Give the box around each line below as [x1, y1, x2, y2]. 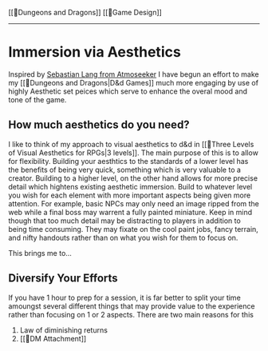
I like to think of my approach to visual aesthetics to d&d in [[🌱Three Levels [8, 139, 254, 149]
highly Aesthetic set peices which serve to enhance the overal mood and [8, 86, 247, 96]
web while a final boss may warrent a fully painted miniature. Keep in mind [8, 207, 253, 217]
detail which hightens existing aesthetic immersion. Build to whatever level [8, 181, 253, 191]
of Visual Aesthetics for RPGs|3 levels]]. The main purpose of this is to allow [8, 148, 259, 158]
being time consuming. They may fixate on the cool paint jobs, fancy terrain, [8, 224, 259, 233]
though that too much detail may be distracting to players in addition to [8, 216, 241, 225]
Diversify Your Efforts [8, 272, 118, 285]
